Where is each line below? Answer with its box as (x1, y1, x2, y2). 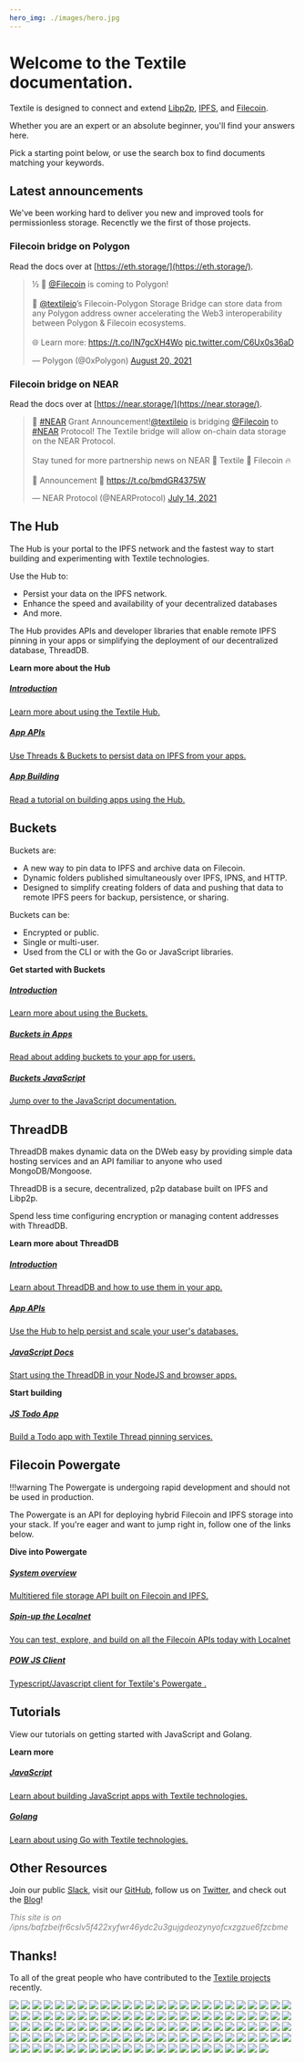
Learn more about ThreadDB (9, 1238, 119, 1249)
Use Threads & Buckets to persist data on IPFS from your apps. (9, 750, 247, 761)
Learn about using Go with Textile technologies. (9, 1834, 188, 1845)
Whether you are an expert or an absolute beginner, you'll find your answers (9, 120, 296, 130)
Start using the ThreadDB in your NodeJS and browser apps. (9, 1369, 238, 1380)
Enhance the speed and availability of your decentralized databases (22, 598, 278, 609)
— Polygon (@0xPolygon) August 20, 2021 (31, 355, 193, 366)
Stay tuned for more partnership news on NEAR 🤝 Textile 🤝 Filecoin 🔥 (31, 454, 291, 465)
